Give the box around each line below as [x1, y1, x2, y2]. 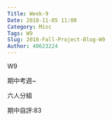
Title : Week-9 [7, 10, 49, 17]
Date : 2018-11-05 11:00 [7, 17, 77, 24]
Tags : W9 [7, 29, 33, 37]
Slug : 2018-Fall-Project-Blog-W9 [7, 36, 106, 43]
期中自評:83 [7, 106, 42, 114]
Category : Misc [7, 23, 52, 30]
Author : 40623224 [7, 43, 58, 50]
